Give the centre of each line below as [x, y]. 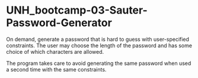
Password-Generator [59, 23]
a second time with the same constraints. [56, 69]
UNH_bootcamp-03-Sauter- [77, 10]
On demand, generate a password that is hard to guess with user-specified [98, 39]
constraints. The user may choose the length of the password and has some [99, 45]
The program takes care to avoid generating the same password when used [99, 63]
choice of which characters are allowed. [55, 51]
